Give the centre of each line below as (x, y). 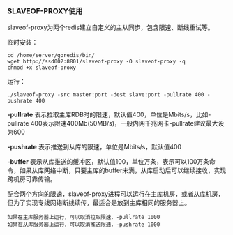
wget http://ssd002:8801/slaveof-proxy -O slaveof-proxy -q (97, 62)
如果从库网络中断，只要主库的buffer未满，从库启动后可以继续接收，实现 (123, 170)
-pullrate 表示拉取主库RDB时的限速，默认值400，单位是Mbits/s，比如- (109, 115)
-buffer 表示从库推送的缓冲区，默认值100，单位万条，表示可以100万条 (108, 162)
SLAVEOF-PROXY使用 (45, 10)
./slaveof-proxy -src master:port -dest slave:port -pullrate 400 (106, 95)
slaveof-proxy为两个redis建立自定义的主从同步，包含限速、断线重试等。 (111, 28)
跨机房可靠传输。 (32, 179)
